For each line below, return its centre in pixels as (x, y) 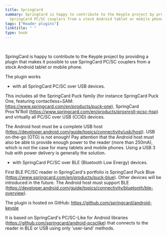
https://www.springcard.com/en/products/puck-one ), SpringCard (72, 106)
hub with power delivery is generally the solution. (55, 153)
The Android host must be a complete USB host (54, 126)
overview (14, 193)
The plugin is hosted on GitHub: (38, 203)
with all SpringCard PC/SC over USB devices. (59, 86)
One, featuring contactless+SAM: (39, 101)
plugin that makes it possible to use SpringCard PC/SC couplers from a (78, 62)
